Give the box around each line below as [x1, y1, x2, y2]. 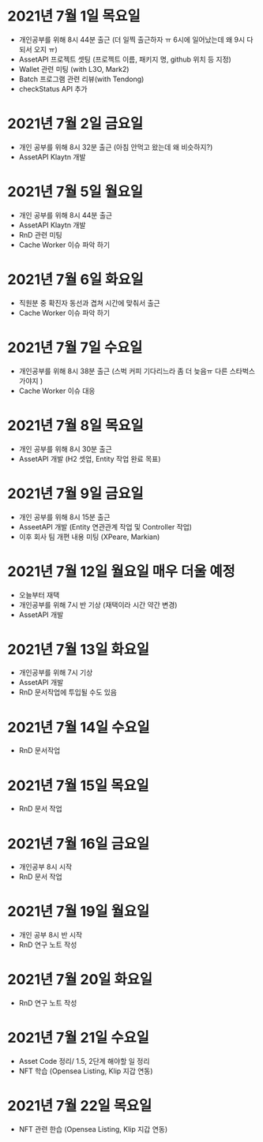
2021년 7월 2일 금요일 [7, 115, 144, 133]
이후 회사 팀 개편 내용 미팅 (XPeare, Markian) [18, 532, 160, 541]
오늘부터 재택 [18, 590, 60, 600]
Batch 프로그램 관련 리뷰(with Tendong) [18, 74, 145, 84]
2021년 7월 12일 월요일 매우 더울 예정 [7, 562, 236, 580]
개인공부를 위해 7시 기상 [18, 668, 93, 677]
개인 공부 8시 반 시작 [18, 930, 83, 940]
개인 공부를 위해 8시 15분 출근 [18, 512, 111, 522]
